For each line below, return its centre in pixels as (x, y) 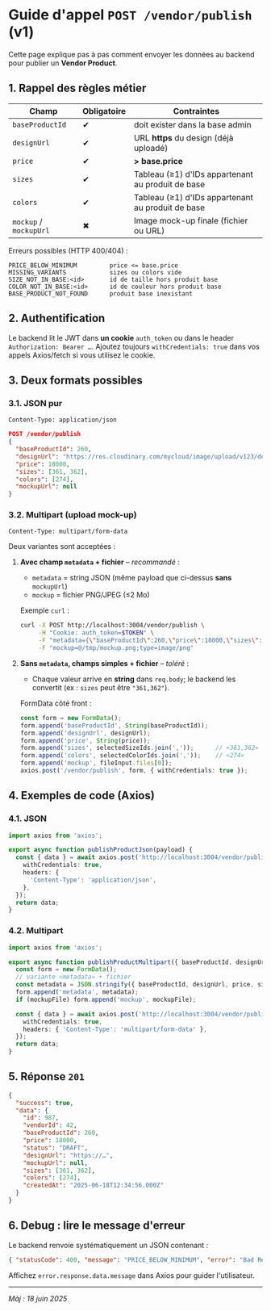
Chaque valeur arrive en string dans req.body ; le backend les (134, 679)
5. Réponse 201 (46, 1076)
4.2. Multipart (36, 931)
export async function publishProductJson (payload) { (101, 850)
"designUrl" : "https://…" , (68, 1155)
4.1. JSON (27, 819)
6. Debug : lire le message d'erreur (97, 1226)
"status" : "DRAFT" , (56, 1148)
